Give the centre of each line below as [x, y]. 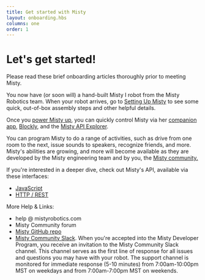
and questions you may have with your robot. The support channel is [102, 258]
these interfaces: [28, 176]
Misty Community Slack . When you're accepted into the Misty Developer [107, 238]
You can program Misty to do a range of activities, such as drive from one [99, 138]
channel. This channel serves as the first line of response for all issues [104, 251]
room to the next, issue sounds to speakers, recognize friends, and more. [99, 145]
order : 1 [17, 29]
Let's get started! [51, 60]
